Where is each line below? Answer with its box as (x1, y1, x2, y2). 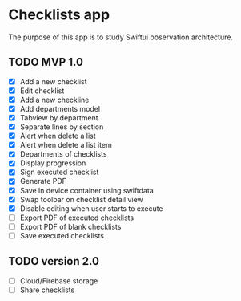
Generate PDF (19, 177, 66, 186)
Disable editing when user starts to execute (19, 203, 163, 214)
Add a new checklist (19, 76, 87, 86)
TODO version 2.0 (8, 254, 100, 268)
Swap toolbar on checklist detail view (19, 194, 143, 204)
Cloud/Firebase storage (19, 275, 98, 286)
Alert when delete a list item (19, 140, 112, 150)
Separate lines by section (19, 122, 104, 132)
